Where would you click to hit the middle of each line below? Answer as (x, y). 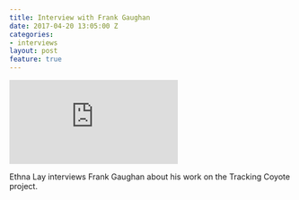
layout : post (34, 51)
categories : (31, 34)
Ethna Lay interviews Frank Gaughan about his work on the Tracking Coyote (149, 177)
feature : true (36, 59)
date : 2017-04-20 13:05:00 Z (64, 26)
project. (24, 186)
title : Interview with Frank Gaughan (80, 17)
